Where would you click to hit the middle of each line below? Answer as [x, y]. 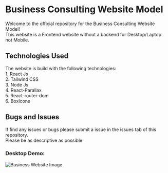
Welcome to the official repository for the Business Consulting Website [80, 24]
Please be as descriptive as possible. [44, 140]
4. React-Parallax [24, 90]
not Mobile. [17, 40]
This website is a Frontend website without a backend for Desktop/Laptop [83, 34]
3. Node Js [17, 84]
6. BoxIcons [18, 101]
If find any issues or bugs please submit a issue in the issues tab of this [81, 129]
